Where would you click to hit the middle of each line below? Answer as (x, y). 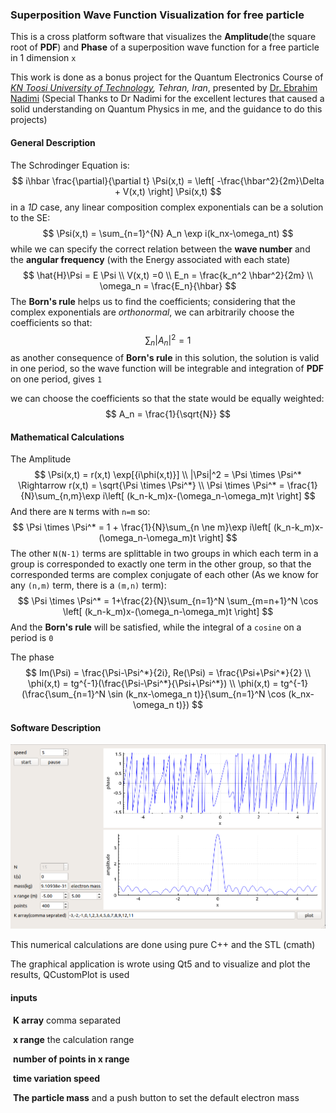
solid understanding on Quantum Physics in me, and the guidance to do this (166, 109)
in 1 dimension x (43, 58)
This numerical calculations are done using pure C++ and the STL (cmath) (163, 945)
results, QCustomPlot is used (70, 975)
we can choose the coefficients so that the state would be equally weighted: (167, 398)
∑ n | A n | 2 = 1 (168, 340)
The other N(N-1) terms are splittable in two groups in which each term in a (164, 554)
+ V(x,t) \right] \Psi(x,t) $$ (168, 191)
